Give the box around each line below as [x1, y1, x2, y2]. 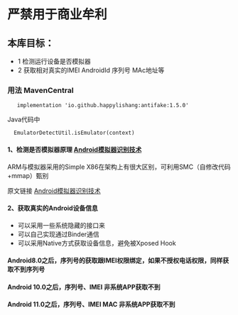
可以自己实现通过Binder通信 [17, 230, 99, 238]
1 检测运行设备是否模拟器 [17, 57, 91, 65]
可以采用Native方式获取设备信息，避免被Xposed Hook [17, 238, 176, 247]
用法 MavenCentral [7, 85, 74, 95]
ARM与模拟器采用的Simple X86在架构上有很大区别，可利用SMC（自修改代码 [7, 162, 231, 171]
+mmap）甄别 [7, 171, 49, 179]
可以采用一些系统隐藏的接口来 [17, 221, 105, 229]
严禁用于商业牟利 [7, 6, 108, 23]
